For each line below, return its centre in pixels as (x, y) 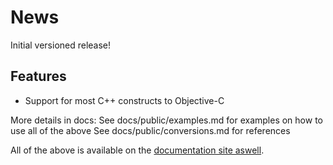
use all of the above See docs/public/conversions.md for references (150, 130)
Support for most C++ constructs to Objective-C (124, 100)
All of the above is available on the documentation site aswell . (137, 150)
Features (38, 76)
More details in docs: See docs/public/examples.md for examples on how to (166, 120)
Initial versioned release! (61, 45)
